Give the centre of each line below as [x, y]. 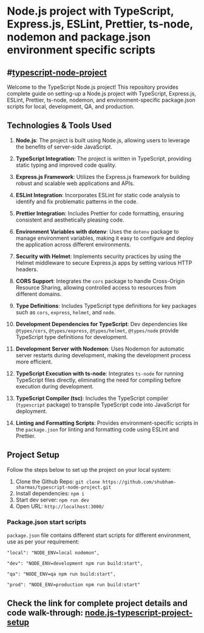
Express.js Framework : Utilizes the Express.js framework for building [103, 177]
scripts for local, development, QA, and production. [71, 107]
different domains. [39, 294]
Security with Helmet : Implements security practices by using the [98, 256]
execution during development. [55, 386]
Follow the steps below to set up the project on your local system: [89, 469]
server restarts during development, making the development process [103, 355]
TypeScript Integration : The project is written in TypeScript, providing [104, 158]
